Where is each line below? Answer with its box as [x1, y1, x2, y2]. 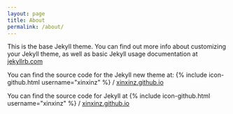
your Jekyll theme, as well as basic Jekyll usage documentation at [7, 50, 198, 58]
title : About [7, 17, 45, 24]
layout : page [7, 10, 45, 17]
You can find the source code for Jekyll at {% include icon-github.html [7, 92, 211, 100]
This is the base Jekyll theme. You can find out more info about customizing [7, 43, 226, 51]
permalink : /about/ [7, 23, 64, 30]
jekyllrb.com [7, 57, 43, 66]
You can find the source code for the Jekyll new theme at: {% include [7, 71, 208, 79]
